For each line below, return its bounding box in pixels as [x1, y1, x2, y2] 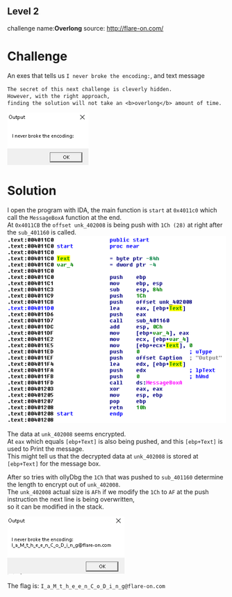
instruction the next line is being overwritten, [7, 495, 135, 503]
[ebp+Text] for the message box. [7, 459, 101, 468]
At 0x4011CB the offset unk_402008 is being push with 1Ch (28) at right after [7, 221, 223, 229]
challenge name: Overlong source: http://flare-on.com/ [7, 24, 164, 32]
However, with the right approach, [7, 93, 110, 99]
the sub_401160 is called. [7, 228, 76, 236]
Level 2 [7, 6, 40, 17]
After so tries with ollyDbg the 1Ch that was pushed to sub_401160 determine [7, 472, 224, 481]
